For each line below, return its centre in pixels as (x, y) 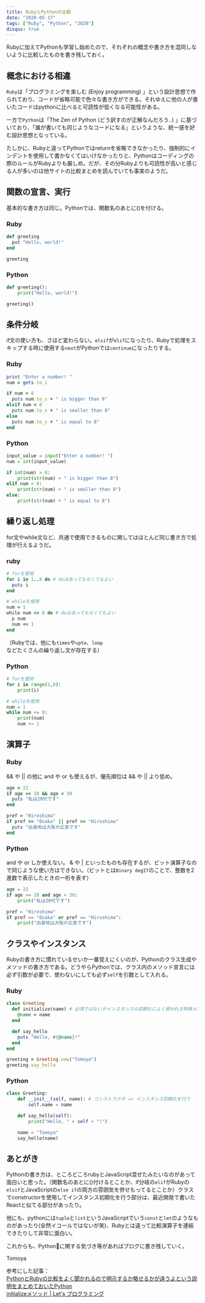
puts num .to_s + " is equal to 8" (56, 422)
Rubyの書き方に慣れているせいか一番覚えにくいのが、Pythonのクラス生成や (102, 960)
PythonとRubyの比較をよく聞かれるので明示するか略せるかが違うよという (99, 1279)
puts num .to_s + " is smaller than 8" (61, 411)
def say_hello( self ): (45, 1116)
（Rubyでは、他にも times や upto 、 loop (55, 642)
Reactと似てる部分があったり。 (46, 1205)
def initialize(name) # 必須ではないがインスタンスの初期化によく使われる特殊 (102, 1009)
